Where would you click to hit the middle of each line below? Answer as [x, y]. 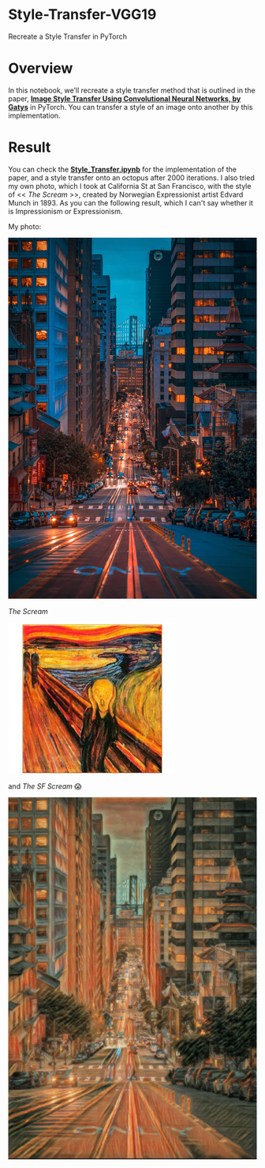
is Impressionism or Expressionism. [65, 211]
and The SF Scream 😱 [45, 786]
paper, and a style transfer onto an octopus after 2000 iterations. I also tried [131, 177]
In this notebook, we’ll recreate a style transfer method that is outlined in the [132, 90]
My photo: [25, 226]
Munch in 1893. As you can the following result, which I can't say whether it [131, 202]
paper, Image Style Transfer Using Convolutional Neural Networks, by [125, 98]
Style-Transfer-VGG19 [82, 15]
